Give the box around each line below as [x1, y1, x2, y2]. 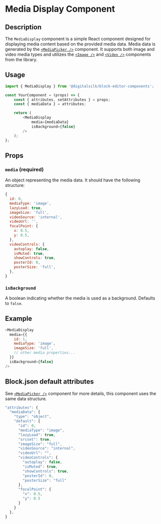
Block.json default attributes [5, 378, 94, 386]
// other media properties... [14, 350, 76, 355]
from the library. [5, 57, 38, 62]
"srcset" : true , [18, 437, 51, 442]
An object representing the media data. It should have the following [5, 177, 140, 183]
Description [5, 23, 42, 31]
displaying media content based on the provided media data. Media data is [5, 41, 156, 47]
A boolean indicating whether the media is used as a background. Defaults [5, 295, 156, 301]
